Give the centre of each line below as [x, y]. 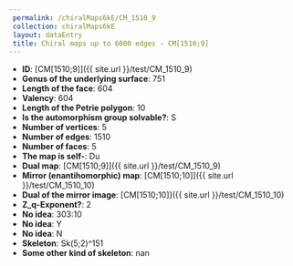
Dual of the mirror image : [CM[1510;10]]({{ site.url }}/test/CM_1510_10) [153, 195]
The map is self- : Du [61, 157]
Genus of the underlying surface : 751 [94, 79]
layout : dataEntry [47, 35]
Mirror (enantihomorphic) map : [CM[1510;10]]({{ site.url [127, 176]
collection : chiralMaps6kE [64, 26]
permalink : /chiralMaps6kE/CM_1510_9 [84, 18]
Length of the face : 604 [67, 88]
